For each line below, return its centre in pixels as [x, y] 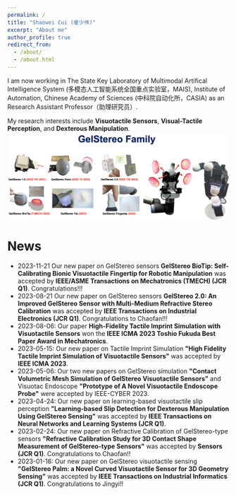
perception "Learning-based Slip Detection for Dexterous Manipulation [123, 409]
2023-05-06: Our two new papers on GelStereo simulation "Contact [117, 371]
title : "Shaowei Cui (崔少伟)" [52, 22]
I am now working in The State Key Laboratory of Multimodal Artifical [107, 81]
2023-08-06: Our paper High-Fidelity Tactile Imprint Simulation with [119, 326]
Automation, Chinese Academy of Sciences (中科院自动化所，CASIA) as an [116, 98]
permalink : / [26, 15]
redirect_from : [30, 45]
